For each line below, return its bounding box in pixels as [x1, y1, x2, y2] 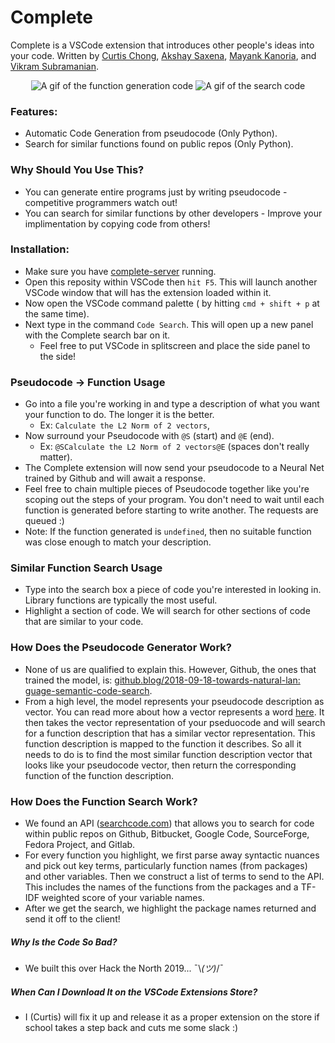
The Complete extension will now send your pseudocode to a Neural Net [24, 462, 325, 474]
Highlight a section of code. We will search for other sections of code [24, 605, 311, 617]
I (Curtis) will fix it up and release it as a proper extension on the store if [24, 1011, 320, 1023]
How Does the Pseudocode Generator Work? [10, 641, 232, 655]
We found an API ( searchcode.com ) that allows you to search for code [24, 817, 315, 830]
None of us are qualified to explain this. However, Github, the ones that [24, 663, 317, 675]
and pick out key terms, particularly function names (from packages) [24, 860, 308, 872]
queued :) [24, 515, 65, 527]
